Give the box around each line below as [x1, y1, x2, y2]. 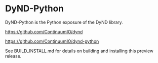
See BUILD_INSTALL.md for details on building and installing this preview [5, 48, 154, 54]
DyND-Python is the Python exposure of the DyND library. [5, 19, 123, 25]
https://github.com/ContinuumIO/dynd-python [5, 38, 99, 44]
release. [5, 53, 22, 59]
